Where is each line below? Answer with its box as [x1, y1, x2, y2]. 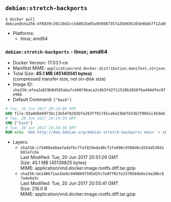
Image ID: [12, 81, 33, 87]
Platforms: [12, 30, 35, 36]
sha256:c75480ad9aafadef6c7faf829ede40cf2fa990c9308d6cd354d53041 [20, 145, 164, 151]
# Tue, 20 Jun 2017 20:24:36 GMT [5, 125, 76, 130]
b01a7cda [20, 150, 39, 155]
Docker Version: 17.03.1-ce [12, 60, 68, 66]
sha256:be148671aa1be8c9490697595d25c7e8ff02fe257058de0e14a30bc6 [20, 172, 164, 177]
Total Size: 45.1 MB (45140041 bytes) [12, 71, 93, 77]
